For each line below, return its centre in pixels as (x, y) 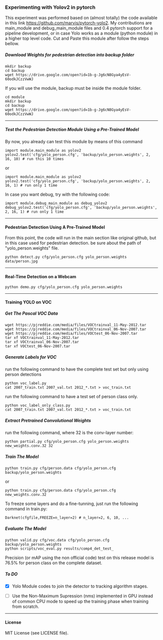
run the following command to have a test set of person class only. (72, 397)
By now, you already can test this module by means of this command (74, 142)
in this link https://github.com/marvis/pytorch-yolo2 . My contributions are (78, 23)
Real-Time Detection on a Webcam (41, 277)
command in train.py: (26, 509)
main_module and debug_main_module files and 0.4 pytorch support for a (79, 28)
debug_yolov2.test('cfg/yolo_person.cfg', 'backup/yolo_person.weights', (81, 208)
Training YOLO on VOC (28, 302)
